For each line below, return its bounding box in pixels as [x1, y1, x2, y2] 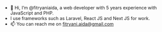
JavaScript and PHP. [10, 10, 54, 16]
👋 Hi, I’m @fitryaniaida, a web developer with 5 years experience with [10, 5, 157, 10]
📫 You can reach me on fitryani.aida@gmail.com [10, 21, 114, 27]
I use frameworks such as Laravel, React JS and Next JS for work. [10, 15, 150, 21]
